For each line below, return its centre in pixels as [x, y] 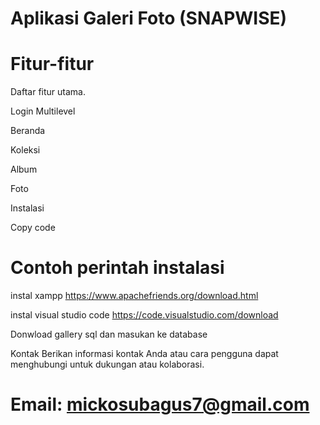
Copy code [33, 228]
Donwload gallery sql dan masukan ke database [109, 334]
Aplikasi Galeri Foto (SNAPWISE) [149, 18]
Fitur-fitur [52, 64]
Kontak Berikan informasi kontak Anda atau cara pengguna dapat [144, 354]
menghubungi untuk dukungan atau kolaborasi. [107, 364]
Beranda [28, 131]
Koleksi [25, 150]
